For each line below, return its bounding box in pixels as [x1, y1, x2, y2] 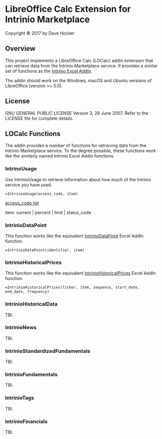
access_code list [5, 200, 39, 206]
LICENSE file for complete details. [5, 115, 74, 121]
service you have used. [5, 182, 53, 188]
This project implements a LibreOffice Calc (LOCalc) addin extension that [5, 58, 154, 63]
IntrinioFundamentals [5, 371, 58, 378]
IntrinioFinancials [5, 418, 48, 425]
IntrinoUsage [5, 165, 37, 172]
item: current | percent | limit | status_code [5, 209, 92, 215]
